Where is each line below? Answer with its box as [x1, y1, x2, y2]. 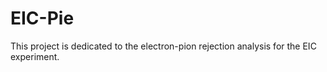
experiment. [10, 50, 60, 62]
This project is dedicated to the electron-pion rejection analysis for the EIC [10, 40, 317, 52]
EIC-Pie [10, 7, 75, 30]
